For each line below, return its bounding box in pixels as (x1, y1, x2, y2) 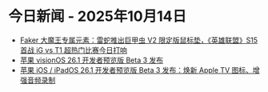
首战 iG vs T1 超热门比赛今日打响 (19, 45, 128, 54)
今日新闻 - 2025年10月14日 (8, 7, 186, 26)
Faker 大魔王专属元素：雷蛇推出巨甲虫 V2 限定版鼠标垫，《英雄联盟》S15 (19, 35, 258, 45)
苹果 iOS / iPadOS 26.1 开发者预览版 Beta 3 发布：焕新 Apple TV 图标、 (19, 65, 254, 74)
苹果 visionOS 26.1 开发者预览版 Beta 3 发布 (19, 55, 164, 65)
